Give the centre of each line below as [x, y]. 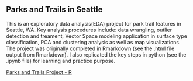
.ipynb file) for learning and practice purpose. [61, 61]
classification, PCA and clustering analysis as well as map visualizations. [93, 42]
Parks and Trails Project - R [39, 72]
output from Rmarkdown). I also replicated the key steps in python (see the [96, 54]
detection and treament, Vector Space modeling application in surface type [96, 36]
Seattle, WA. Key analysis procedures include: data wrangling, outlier [89, 30]
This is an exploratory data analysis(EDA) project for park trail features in [94, 23]
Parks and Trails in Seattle [55, 10]
